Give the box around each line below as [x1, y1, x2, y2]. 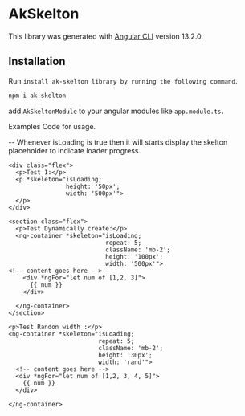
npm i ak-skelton [8, 92, 67, 100]
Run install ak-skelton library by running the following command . [8, 75, 238, 85]
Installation [8, 55, 66, 68]
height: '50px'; [65, 182, 120, 190]
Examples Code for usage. [8, 121, 96, 131]
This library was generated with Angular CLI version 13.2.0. [8, 31, 203, 41]
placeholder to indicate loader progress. [8, 145, 141, 155]
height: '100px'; [105, 252, 163, 261]
